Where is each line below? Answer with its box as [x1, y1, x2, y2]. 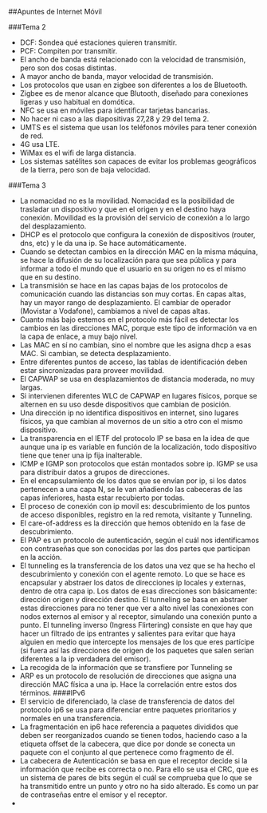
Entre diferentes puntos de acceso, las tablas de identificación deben [19, 357, 248, 367]
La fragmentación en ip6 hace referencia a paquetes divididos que [19, 722, 239, 732]
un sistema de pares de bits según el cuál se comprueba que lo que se [19, 773, 253, 782]
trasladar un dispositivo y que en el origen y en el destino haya [19, 204, 226, 214]
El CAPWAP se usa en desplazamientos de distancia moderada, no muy [19, 375, 255, 383]
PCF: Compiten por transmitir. [19, 46, 118, 55]
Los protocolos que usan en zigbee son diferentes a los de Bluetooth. [19, 80, 249, 89]
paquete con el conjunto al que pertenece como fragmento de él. [19, 748, 234, 757]
